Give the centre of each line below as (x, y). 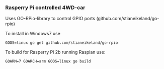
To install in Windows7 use (33, 34)
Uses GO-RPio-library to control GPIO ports (50, 19)
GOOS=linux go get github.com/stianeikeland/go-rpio (62, 43)
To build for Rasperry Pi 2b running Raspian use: (55, 52)
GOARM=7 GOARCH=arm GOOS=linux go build (48, 61)
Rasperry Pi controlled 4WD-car (45, 8)
